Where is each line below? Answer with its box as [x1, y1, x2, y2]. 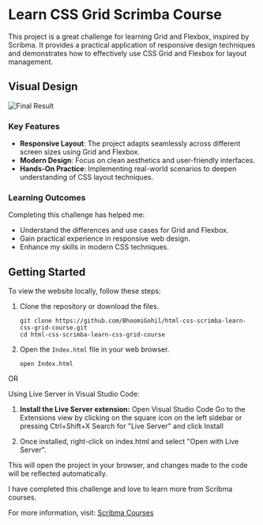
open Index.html [19, 360, 73, 368]
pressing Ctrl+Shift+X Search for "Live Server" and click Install [19, 421, 224, 431]
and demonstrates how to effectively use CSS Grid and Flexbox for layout [8, 48, 247, 58]
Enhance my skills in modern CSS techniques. [19, 242, 170, 252]
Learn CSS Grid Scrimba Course [8, 6, 223, 24]
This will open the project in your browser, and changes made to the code [8, 461, 248, 470]
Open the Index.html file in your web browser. [19, 344, 170, 354]
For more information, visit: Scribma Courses [8, 508, 154, 518]
